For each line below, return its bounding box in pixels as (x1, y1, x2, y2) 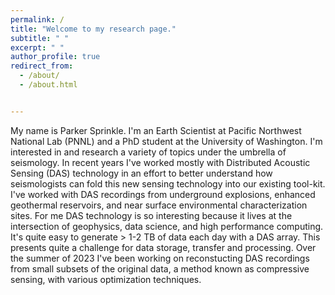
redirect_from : (10, 61, 74, 71)
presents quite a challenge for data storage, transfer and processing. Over (10, 241, 317, 253)
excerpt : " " (10, 42, 65, 53)
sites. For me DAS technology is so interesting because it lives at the (10, 209, 293, 221)
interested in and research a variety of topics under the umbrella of (10, 146, 287, 158)
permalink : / (10, 14, 65, 25)
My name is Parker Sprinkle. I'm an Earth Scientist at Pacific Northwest (10, 124, 302, 136)
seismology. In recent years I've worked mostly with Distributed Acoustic (10, 156, 311, 168)
